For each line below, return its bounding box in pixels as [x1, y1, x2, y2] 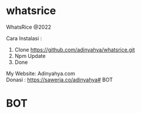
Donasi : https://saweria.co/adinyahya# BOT [6, 76, 113, 83]
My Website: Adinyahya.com [6, 70, 75, 77]
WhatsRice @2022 [6, 23, 52, 30]
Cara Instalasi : [6, 35, 42, 42]
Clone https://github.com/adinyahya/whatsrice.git [14, 46, 135, 53]
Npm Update [14, 52, 46, 59]
